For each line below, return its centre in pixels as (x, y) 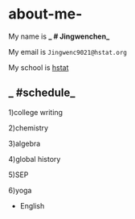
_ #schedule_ (42, 93)
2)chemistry (29, 128)
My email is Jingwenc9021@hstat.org (67, 52)
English (32, 205)
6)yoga (20, 190)
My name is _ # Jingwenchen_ (59, 36)
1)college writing (35, 112)
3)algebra (25, 143)
